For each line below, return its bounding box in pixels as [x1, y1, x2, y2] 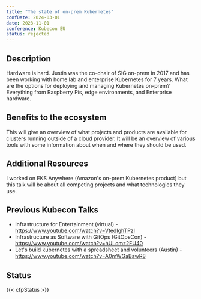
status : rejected [6, 31, 50, 37]
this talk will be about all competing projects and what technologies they [6, 181, 185, 188]
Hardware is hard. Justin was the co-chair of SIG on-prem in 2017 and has [6, 69, 190, 76]
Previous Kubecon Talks [6, 205, 99, 215]
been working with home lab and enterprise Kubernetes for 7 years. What [6, 76, 188, 83]
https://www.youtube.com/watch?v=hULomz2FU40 [14, 240, 143, 247]
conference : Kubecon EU [6, 25, 66, 32]
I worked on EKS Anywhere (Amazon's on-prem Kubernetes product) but [6, 174, 187, 182]
